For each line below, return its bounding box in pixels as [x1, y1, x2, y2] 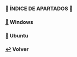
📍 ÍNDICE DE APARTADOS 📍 [5, 5, 73, 12]
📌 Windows [5, 18, 33, 25]
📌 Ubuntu [5, 32, 28, 39]
